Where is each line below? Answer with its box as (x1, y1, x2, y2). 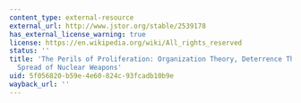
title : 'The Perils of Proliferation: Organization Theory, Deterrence (9, 55, 282, 64)
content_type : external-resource (9, 13, 134, 22)
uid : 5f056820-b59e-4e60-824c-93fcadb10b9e (9, 72, 175, 81)
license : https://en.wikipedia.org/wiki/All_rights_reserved (9, 38, 243, 47)
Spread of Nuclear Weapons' (17, 64, 123, 73)
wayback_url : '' (9, 80, 70, 89)
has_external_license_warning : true (9, 30, 146, 39)
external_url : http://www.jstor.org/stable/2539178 (9, 21, 206, 30)
